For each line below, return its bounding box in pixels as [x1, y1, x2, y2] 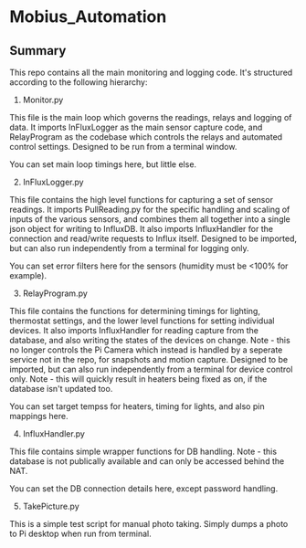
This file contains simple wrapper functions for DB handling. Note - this [9, 446, 277, 457]
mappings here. [9, 411, 69, 421]
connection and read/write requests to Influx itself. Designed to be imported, [9, 233, 298, 244]
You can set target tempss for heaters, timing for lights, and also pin [9, 401, 265, 412]
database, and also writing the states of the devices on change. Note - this [9, 335, 290, 345]
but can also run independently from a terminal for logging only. [9, 243, 249, 253]
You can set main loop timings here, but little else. [9, 159, 197, 170]
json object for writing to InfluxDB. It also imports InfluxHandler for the [9, 224, 274, 234]
